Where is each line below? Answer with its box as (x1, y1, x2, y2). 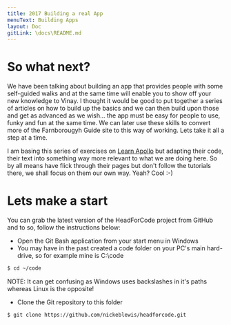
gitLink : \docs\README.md (7, 29, 81, 37)
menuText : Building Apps (7, 17, 79, 24)
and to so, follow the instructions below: (7, 223, 121, 232)
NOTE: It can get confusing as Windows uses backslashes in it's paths (7, 277, 208, 286)
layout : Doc (7, 23, 41, 30)
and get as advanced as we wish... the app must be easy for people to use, (7, 111, 221, 120)
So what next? (7, 59, 91, 75)
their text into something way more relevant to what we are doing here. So (7, 154, 218, 162)
